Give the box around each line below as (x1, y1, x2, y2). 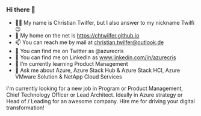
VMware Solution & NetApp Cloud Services (14, 73, 122, 80)
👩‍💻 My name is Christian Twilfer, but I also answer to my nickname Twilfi (14, 19, 194, 27)
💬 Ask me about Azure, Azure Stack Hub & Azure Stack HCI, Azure (14, 66, 181, 74)
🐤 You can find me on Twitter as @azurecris (14, 48, 124, 55)
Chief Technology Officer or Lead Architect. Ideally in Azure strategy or (6, 91, 183, 98)
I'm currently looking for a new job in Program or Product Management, (6, 85, 184, 92)
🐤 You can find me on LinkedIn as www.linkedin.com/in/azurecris (14, 54, 176, 61)
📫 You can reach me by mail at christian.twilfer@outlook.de (14, 39, 164, 46)
